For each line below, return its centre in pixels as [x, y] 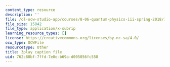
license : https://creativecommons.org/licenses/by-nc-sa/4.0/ [72, 38]
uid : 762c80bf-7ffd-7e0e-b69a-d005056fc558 [52, 57]
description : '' [22, 15]
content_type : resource [30, 10]
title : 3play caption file [34, 52]
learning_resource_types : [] [36, 33]
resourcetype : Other [27, 47]
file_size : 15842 [24, 24]
